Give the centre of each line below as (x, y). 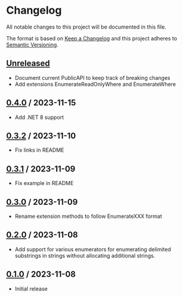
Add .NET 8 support (39, 117)
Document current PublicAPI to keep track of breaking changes (92, 77)
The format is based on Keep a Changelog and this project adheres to (92, 38)
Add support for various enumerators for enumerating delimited (93, 249)
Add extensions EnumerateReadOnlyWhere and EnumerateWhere (95, 84)
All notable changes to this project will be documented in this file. (86, 27)
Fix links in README (39, 150)
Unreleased (28, 63)
